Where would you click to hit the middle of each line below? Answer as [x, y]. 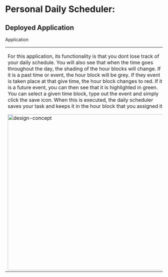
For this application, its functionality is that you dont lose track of [83, 56]
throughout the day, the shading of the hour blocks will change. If [84, 69]
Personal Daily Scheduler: [60, 9]
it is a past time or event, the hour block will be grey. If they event [84, 75]
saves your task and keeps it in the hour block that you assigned [83, 106]
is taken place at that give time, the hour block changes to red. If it [85, 81]
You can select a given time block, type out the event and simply [83, 94]
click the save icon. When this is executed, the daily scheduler [80, 100]
